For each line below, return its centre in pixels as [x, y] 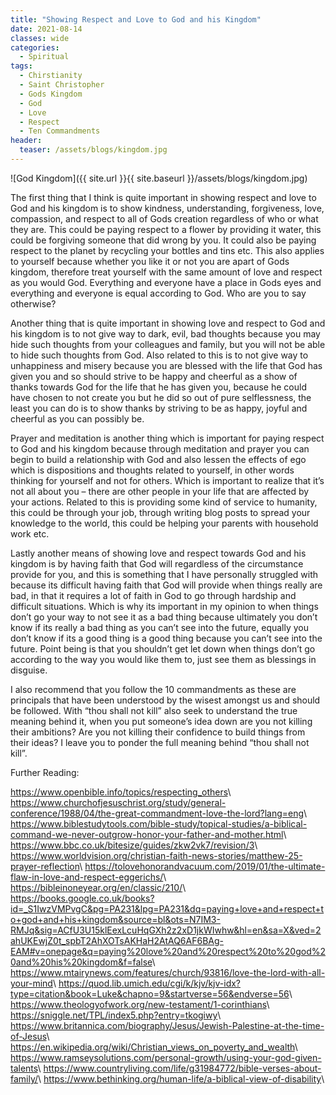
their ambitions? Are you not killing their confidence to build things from [158, 732]
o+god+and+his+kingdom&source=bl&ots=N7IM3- [115, 919]
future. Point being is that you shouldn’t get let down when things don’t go [163, 648]
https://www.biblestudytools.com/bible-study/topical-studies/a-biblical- [159, 823]
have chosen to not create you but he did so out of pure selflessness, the [161, 397]
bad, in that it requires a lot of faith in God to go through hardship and [153, 595]
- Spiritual [44, 57]
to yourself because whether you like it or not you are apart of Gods [150, 261]
